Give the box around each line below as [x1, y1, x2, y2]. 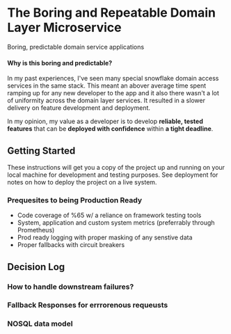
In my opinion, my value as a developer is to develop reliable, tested [7, 117, 203, 126]
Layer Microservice [7, 19, 122, 35]
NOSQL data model [7, 319, 73, 328]
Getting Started [7, 145, 76, 157]
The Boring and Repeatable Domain [7, 5, 216, 21]
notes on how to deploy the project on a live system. [7, 177, 157, 186]
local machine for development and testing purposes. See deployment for [7, 170, 218, 179]
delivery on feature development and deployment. [7, 104, 151, 112]
